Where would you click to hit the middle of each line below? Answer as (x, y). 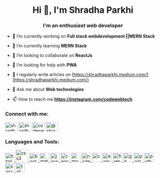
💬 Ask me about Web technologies (48, 89)
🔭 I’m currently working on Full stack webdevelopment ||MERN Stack (83, 36)
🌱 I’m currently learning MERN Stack (50, 46)
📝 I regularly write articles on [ (43, 75)
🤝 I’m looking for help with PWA (44, 65)
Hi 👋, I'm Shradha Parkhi (83, 10)
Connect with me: (27, 114)
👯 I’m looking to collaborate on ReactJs (52, 55)
